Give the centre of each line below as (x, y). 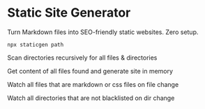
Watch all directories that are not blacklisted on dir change (91, 98)
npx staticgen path (36, 44)
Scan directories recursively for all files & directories (82, 58)
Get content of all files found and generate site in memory (90, 71)
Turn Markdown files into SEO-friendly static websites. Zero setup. (103, 32)
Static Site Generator (69, 13)
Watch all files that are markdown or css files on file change (93, 84)
